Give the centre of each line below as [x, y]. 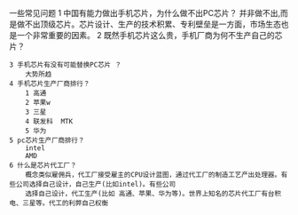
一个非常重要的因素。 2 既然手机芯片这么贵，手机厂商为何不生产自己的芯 [149, 35]
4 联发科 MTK [49, 122]
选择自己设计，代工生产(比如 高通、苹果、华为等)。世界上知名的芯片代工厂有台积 [153, 194]
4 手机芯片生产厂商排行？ [50, 84]
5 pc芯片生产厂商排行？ [47, 140]
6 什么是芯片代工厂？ [43, 165]
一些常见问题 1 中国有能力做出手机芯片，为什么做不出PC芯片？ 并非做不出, [145, 13]
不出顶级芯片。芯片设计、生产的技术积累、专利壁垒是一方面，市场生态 [153, 24]
